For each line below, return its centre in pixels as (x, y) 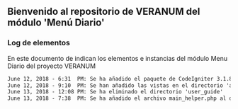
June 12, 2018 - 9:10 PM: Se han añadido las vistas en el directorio (115, 85)
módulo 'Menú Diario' (56, 23)
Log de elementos (39, 43)
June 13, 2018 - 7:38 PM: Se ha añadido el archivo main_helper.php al (117, 98)
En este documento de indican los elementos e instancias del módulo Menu (118, 58)
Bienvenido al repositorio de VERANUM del (104, 12)
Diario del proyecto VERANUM (52, 66)
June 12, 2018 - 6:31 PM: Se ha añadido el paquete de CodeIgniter (110, 79)
